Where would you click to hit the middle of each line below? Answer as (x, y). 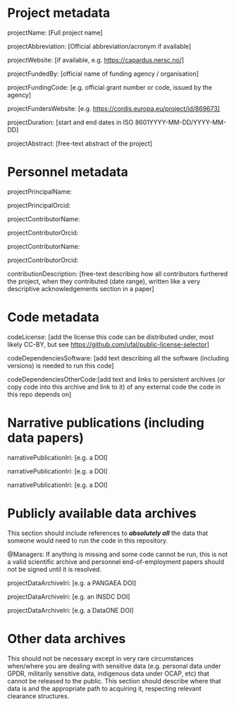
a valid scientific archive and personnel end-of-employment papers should (116, 561)
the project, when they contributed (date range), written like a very (104, 281)
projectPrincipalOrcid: (39, 205)
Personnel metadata (68, 172)
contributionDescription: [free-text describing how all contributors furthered (118, 273)
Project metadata (59, 13)
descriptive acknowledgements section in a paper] (81, 288)
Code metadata (54, 318)
